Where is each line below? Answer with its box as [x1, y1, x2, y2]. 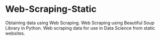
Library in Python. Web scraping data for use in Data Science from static [5, 25, 155, 31]
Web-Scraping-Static [5, 3, 97, 15]
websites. [5, 30, 25, 36]
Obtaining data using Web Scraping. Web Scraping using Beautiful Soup [5, 20, 155, 26]
